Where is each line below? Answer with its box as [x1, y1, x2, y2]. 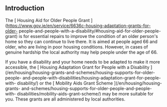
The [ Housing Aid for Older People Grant [5, 17, 90, 23]
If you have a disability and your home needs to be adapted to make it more [5, 58, 161, 64]
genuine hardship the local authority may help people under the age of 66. [5, 49, 158, 55]
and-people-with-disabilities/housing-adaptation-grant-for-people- [22, 74, 161, 80]
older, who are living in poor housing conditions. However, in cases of [5, 43, 148, 49]
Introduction [5, 4, 45, 12]
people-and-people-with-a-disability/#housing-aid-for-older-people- [18, 27, 161, 34]
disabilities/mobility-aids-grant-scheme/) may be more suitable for [17, 90, 154, 96]
